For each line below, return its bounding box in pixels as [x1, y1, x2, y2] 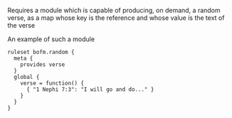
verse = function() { [20, 80, 84, 87]
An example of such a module [7, 35, 95, 43]
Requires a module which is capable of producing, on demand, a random [7, 6, 221, 14]
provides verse [20, 61, 65, 68]
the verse [7, 21, 36, 29]
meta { [14, 55, 33, 62]
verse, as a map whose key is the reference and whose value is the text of [7, 14, 225, 22]
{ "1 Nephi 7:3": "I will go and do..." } [26, 86, 154, 93]
